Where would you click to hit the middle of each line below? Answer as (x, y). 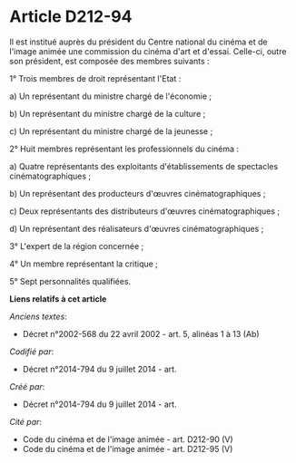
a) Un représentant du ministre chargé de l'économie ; (110, 96)
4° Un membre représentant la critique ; (84, 264)
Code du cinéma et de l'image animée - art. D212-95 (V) (128, 449)
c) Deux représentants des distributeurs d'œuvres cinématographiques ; (145, 211)
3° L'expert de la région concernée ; (77, 246)
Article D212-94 (71, 17)
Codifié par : (32, 352)
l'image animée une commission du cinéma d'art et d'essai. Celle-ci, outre (148, 51)
